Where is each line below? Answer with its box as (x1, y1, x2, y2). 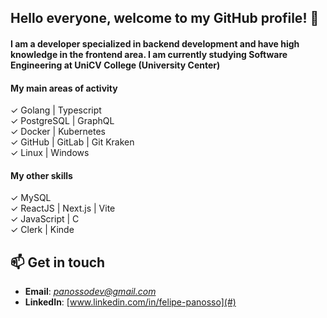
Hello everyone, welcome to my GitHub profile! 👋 (10, 10, 320, 27)
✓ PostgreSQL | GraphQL (10, 115, 115, 127)
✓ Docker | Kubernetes (10, 126, 107, 138)
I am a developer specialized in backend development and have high (10, 37, 300, 50)
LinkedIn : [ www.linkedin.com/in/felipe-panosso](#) (24, 296, 237, 308)
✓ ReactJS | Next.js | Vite (10, 202, 116, 215)
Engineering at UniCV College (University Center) (10, 59, 221, 71)
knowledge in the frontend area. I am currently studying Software (10, 48, 288, 60)
